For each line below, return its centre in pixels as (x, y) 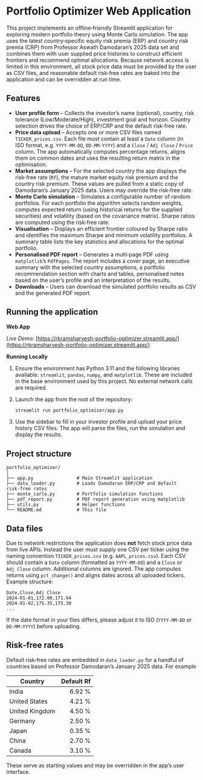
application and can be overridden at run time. (64, 79)
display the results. (38, 434)
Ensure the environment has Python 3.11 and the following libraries (97, 368)
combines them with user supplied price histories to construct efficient (94, 53)
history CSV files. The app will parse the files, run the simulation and (100, 428)
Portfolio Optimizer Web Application (99, 11)
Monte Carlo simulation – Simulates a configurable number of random (103, 196)
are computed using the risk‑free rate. (62, 222)
